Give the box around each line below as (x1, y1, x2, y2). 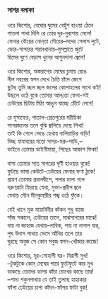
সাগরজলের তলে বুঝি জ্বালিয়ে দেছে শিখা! (7, 121, 85, 130)
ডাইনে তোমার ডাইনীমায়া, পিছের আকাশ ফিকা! (7, 145, 99, 154)
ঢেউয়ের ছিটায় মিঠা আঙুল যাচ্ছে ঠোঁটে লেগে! (7, 99, 94, 108)
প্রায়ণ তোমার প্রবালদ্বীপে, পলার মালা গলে (7, 175, 85, 184)
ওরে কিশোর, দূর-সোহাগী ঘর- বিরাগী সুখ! (7, 252, 88, 260)
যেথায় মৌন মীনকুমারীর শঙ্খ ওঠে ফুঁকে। (7, 191, 85, 200)
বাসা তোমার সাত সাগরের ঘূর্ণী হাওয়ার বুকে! (7, 159, 90, 168)
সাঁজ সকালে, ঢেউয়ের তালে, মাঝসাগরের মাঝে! (7, 213, 97, 222)
